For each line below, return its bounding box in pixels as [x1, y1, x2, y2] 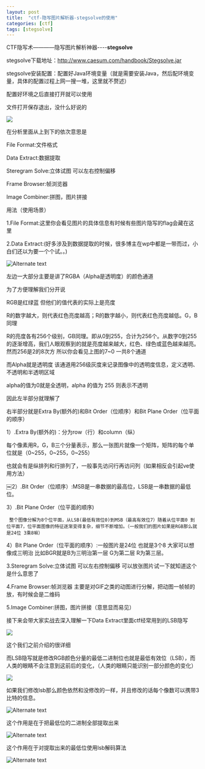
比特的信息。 [6, 694, 39, 701]
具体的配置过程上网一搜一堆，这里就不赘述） [17, 77, 130, 85]
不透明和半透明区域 [6, 369, 55, 376]
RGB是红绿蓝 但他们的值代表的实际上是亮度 [6, 299, 116, 306]
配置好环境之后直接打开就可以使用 [6, 90, 92, 98]
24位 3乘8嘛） [10, 530, 43, 536]
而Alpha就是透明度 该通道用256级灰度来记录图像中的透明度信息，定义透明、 [6, 361, 199, 368]
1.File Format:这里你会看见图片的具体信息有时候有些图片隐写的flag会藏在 [6, 219, 189, 227]
